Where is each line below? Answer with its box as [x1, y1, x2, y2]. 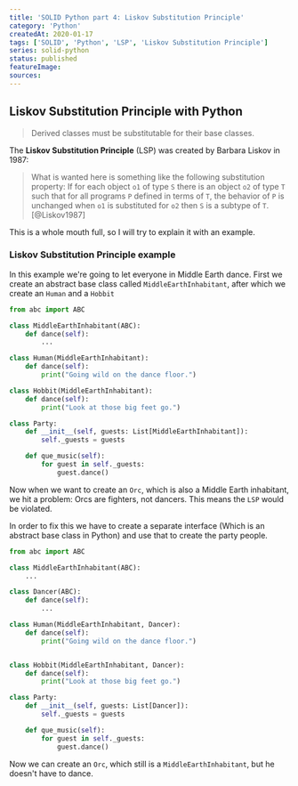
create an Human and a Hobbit [9, 288, 115, 298]
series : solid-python [9, 46, 90, 55]
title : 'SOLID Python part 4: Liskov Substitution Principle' [9, 12, 245, 22]
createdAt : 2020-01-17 [9, 29, 93, 38]
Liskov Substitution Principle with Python [9, 104, 243, 119]
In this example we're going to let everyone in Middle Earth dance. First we [9, 269, 283, 280]
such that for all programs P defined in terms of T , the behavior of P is [30, 190, 285, 201]
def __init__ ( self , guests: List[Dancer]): [25, 701, 189, 710]
